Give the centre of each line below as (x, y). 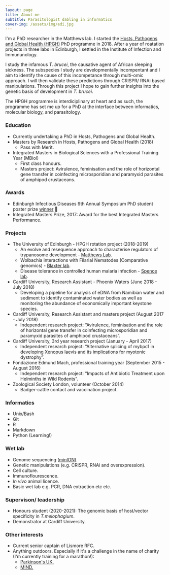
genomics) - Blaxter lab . (45, 266)
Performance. (27, 220)
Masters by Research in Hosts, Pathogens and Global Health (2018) (83, 142)
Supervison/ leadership (35, 499)
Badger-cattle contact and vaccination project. (69, 390)
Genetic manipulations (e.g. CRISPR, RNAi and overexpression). (79, 465)
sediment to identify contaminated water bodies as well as (81, 298)
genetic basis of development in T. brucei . (49, 91)
